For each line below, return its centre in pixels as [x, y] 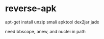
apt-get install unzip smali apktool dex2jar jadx [52, 22]
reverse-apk [31, 9]
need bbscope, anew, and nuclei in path [45, 31]
